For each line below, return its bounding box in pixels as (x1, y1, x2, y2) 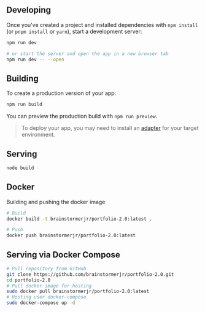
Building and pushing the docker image (6, 198, 106, 205)
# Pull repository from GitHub (6, 265, 87, 272)
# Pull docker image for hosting (6, 283, 92, 289)
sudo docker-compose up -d (6, 300, 75, 306)
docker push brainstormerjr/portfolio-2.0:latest (6, 232, 136, 238)
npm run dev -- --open (6, 56, 64, 63)
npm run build (6, 101, 43, 108)
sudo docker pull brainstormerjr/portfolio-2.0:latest (6, 288, 150, 295)
